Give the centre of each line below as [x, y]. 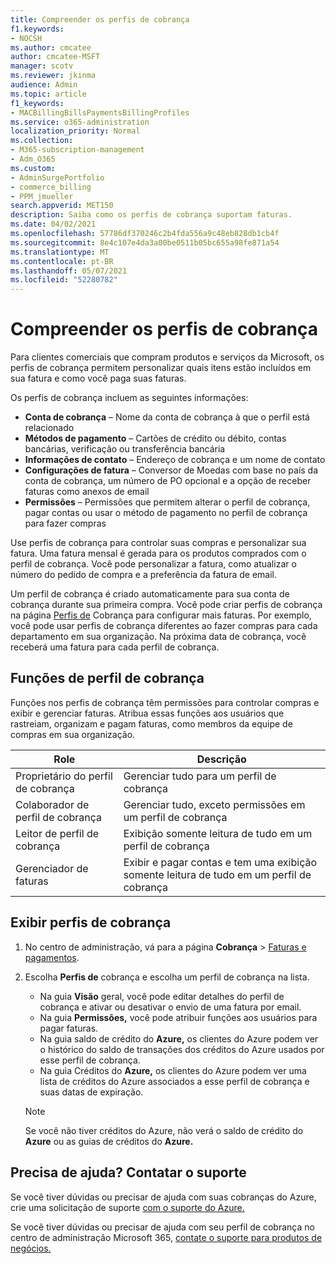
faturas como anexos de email [87, 492]
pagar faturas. [69, 1028]
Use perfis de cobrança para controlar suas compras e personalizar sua [158, 543]
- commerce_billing [51, 187]
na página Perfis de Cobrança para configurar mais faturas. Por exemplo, [161, 615]
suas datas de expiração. [91, 1092]
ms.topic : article [48, 94]
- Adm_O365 [33, 159]
